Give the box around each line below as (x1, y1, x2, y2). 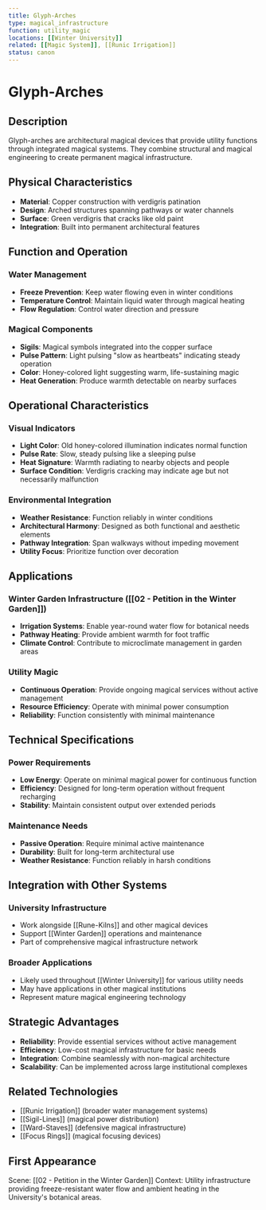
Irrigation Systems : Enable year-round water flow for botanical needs (19, 622, 249, 631)
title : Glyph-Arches (8, 11, 77, 20)
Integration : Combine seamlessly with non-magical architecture (19, 1053, 230, 1063)
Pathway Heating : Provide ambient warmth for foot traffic (19, 630, 210, 639)
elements (19, 529, 51, 539)
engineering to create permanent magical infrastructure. (8, 153, 193, 162)
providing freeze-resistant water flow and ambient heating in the (8, 1184, 220, 1194)
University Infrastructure (8, 903, 108, 914)
